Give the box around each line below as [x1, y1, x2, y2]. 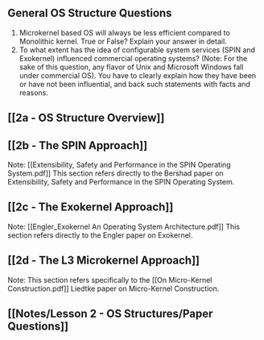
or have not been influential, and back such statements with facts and [19, 79, 251, 89]
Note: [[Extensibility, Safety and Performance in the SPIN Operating [7, 160, 231, 170]
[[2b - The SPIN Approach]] [7, 139, 148, 152]
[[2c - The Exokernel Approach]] [7, 201, 174, 214]
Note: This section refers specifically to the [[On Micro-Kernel [7, 275, 212, 284]
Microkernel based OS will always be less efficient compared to [19, 27, 230, 37]
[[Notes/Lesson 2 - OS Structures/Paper [7, 307, 213, 321]
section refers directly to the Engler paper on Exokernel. [7, 230, 193, 240]
